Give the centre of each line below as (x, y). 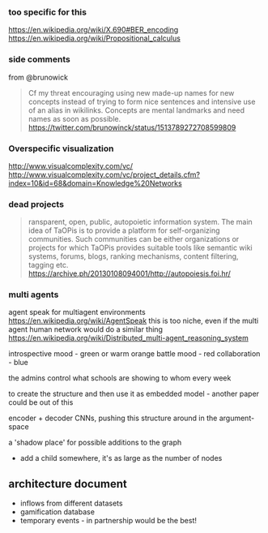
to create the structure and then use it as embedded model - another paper (134, 394)
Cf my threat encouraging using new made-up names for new (131, 92)
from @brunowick (38, 77)
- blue (18, 363)
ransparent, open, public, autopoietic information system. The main (140, 222)
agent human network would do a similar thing (86, 329)
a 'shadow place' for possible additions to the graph (95, 443)
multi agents (34, 294)
